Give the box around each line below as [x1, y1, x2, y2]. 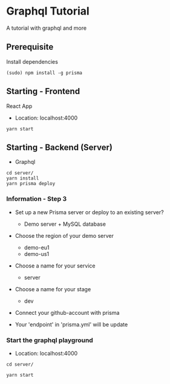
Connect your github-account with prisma [15, 309, 120, 316]
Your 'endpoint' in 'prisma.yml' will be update [15, 320, 128, 328]
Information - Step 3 [6, 195, 67, 203]
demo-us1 [24, 250, 50, 257]
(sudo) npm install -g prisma [6, 70, 83, 76]
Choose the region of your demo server [15, 232, 114, 239]
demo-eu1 [24, 244, 50, 251]
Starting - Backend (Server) [6, 142, 113, 152]
